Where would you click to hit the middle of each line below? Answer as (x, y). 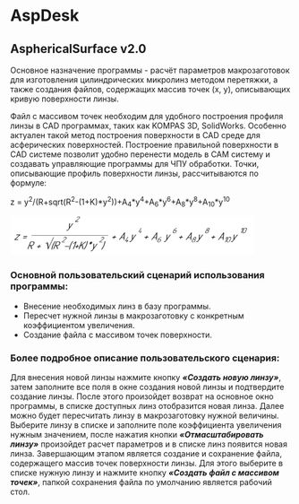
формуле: (29, 183)
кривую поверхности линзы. (64, 99)
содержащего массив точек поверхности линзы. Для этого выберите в (147, 464)
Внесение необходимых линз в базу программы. (117, 306)
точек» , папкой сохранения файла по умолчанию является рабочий (141, 482)
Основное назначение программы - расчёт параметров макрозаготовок (150, 70)
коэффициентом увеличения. (79, 325)
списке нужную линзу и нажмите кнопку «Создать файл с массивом (145, 473)
